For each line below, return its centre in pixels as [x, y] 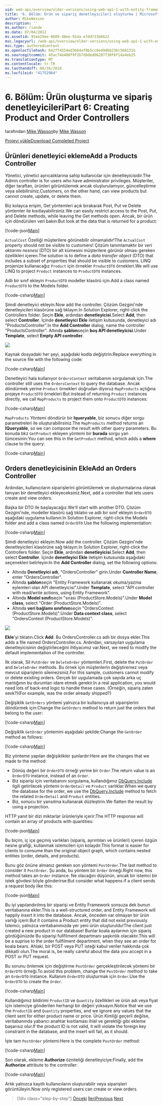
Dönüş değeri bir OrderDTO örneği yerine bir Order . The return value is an [83, 771]
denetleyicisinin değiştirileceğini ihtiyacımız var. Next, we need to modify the [81, 648]
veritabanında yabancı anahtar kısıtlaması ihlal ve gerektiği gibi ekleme [75, 1021]
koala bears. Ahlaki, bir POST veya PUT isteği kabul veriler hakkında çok [77, 946]
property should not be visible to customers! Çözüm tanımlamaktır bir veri [79, 245]
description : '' [21, 23]
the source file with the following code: [44, 359]
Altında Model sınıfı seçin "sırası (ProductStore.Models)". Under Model [82, 598]
